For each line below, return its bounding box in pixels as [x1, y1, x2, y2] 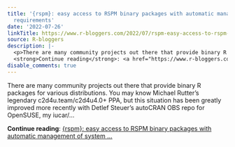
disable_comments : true [7, 62, 77, 69]
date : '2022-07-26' [7, 23, 64, 30]
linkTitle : [7, 29, 39, 37]
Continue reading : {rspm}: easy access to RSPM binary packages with [7, 124, 212, 132]
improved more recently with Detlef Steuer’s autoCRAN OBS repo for [7, 103, 205, 111]
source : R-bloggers [7, 36, 64, 43]
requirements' [13, 17, 55, 24]
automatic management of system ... [7, 132, 113, 140]
